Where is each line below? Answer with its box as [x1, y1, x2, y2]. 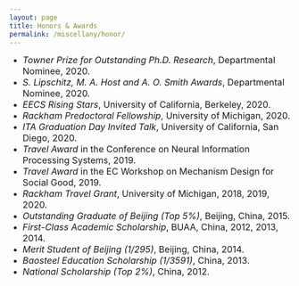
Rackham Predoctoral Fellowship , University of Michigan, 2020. [21, 110, 291, 122]
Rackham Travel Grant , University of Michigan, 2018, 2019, [21, 188, 270, 200]
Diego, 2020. [21, 132, 78, 144]
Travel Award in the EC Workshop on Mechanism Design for [21, 166, 275, 178]
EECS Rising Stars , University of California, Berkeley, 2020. [21, 99, 271, 111]
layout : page [9, 12, 58, 22]
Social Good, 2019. [21, 176, 102, 189]
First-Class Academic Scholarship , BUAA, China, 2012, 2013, [21, 221, 278, 233]
